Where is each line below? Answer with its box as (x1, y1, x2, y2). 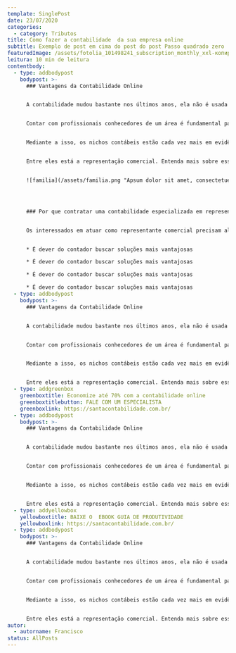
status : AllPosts (7, 635, 58, 642)
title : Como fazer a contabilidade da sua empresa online (7, 37, 184, 44)
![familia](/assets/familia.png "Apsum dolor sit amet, (25, 177, 193, 184)
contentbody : (7, 63, 46, 70)
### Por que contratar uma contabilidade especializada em (25, 208, 202, 215)
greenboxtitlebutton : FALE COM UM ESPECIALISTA (20, 399, 162, 406)
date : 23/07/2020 (7, 17, 58, 24)
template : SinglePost (7, 10, 71, 18)
